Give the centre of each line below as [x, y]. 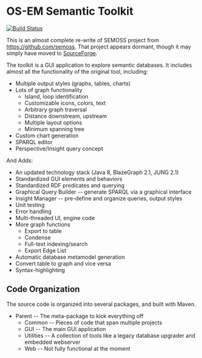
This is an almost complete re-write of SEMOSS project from [83, 40]
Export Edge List [45, 250]
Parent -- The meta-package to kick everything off [79, 316]
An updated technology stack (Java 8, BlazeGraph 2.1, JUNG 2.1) [97, 172]
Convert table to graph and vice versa [63, 263]
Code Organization [43, 289]
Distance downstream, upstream [66, 116]
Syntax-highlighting [40, 270]
